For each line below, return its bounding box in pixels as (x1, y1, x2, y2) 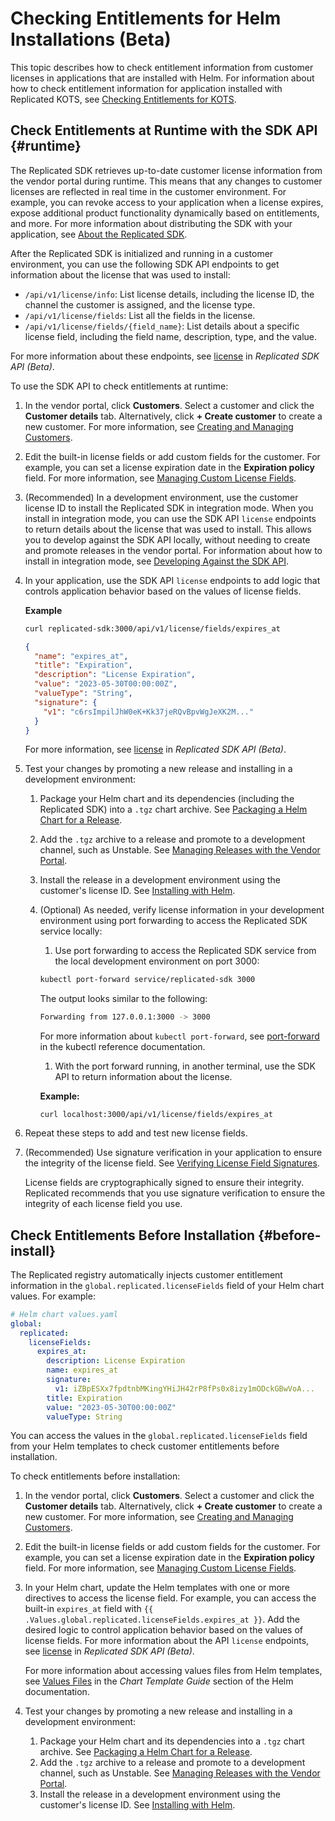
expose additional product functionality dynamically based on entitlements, (10, 207, 320, 219)
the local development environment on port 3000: (54, 955, 260, 967)
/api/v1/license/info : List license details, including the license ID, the (24, 288, 315, 300)
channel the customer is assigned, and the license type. (24, 298, 256, 311)
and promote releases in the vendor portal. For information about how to (24, 544, 323, 556)
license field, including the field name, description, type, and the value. (24, 330, 318, 342)
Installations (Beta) (10, 28, 172, 51)
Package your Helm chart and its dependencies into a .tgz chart (39, 1735, 305, 1747)
